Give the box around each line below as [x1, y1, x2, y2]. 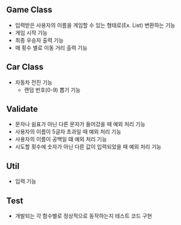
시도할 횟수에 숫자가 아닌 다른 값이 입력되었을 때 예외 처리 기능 [14, 143, 162, 150]
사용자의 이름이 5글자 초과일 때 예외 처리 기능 [14, 128, 122, 135]
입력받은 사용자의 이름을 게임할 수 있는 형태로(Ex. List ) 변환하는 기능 [14, 21, 176, 29]
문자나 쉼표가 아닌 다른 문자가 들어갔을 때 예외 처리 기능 [14, 120, 146, 128]
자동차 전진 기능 [14, 78, 52, 86]
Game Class [6, 5, 52, 15]
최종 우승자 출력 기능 [14, 36, 64, 44]
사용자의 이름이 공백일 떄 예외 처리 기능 [14, 135, 107, 143]
